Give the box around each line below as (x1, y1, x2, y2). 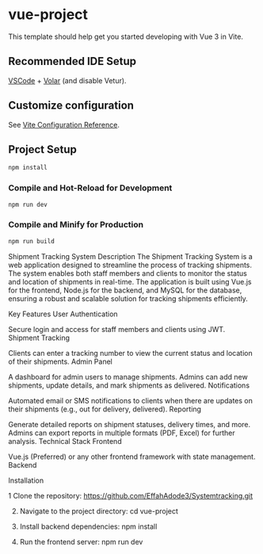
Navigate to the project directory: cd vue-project (19, 506, 178, 516)
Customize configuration (8, 99, 135, 113)
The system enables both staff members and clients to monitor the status (8, 268, 247, 278)
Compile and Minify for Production (8, 220, 144, 231)
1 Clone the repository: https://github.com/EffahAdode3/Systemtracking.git (8, 491, 253, 500)
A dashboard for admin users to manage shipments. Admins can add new (8, 372, 248, 381)
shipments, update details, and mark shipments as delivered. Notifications (8, 380, 250, 390)
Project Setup (8, 143, 78, 156)
